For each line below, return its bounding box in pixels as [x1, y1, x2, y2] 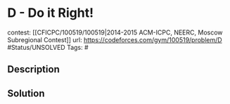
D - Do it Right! [7, 5, 94, 21]
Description [7, 63, 60, 75]
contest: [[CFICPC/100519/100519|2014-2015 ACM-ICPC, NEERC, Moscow [7, 28, 223, 37]
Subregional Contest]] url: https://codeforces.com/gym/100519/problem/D [7, 35, 223, 44]
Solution [7, 87, 45, 99]
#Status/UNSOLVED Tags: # [7, 43, 89, 51]
